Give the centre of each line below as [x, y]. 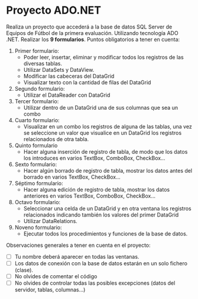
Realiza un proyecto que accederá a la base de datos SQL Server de [89, 27]
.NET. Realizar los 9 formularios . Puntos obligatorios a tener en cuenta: [93, 39]
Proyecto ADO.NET [54, 10]
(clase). [24, 270]
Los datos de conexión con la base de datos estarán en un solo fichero [101, 263]
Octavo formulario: [38, 202]
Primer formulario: [37, 50]
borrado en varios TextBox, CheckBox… [72, 177]
